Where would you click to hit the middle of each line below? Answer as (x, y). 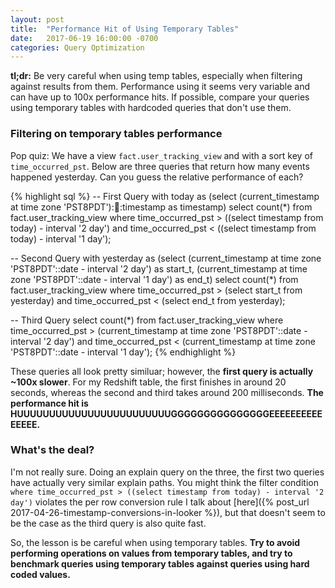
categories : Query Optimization (77, 47)
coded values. (40, 574)
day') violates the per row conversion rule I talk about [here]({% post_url (160, 502)
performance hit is (49, 403)
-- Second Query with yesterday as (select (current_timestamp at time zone (166, 258)
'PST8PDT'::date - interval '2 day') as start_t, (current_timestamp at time (159, 268)
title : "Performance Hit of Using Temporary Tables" (125, 29)
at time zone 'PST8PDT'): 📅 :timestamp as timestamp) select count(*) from (161, 207)
